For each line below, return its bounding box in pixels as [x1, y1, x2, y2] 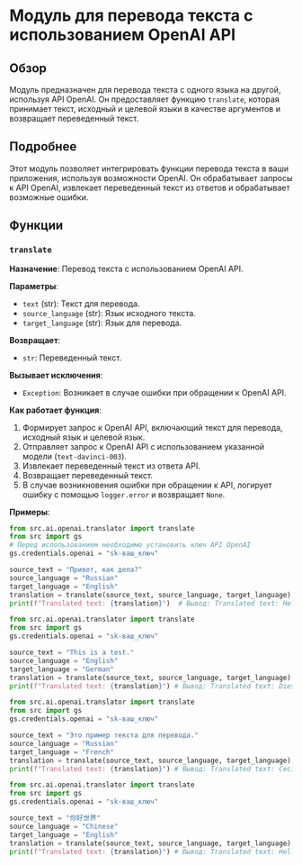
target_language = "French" [9, 747, 115, 757]
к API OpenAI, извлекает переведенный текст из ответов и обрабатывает [9, 182, 290, 193]
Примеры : [9, 506, 50, 517]
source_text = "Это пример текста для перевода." [9, 731, 200, 740]
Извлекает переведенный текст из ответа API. [22, 460, 200, 471]
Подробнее [9, 139, 77, 154]
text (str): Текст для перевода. [22, 298, 140, 309]
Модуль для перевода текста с [9, 5, 253, 26]
